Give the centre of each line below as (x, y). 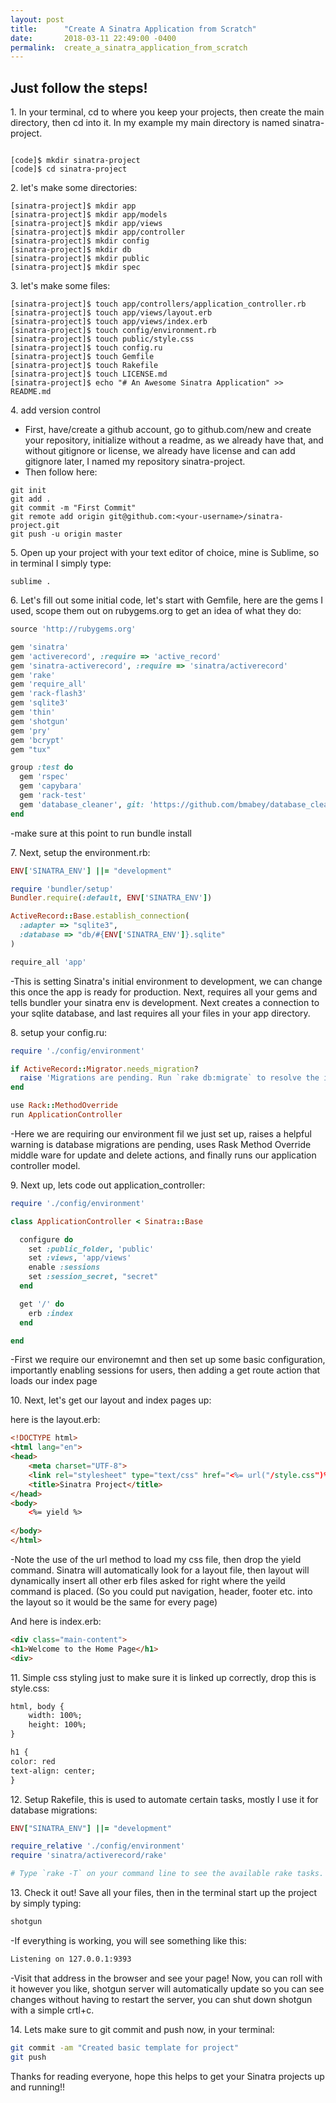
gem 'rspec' (44, 777)
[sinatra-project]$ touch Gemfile (82, 357)
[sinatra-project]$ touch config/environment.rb (113, 331)
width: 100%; (55, 1716)
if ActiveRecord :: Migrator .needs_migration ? (104, 1069)
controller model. (45, 1165)
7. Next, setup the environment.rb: (80, 852)
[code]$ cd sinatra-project (69, 169)
